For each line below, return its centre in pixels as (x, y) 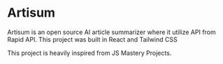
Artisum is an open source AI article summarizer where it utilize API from (112, 32)
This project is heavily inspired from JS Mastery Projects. (89, 53)
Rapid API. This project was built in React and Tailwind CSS (92, 39)
